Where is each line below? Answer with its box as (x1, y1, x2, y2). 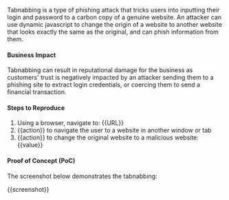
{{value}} (17, 141, 43, 149)
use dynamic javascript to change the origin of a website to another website (7, 21, 222, 28)
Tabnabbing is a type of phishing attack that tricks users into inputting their (7, 6, 220, 14)
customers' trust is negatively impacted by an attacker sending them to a (7, 74, 214, 82)
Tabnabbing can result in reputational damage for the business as (7, 66, 193, 74)
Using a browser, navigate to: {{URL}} (17, 119, 124, 127)
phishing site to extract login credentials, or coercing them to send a (7, 80, 201, 89)
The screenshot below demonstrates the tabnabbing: (7, 172, 157, 180)
